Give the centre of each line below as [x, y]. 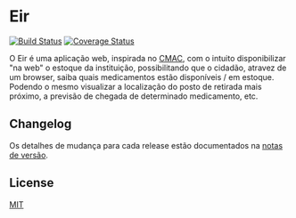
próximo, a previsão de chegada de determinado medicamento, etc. [134, 96]
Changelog [41, 124]
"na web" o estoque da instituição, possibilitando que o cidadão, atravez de [148, 68]
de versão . [29, 155]
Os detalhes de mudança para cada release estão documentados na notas [146, 145]
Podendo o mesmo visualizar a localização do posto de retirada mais [136, 86]
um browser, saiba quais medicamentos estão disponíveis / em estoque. [142, 77]
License [32, 183]
